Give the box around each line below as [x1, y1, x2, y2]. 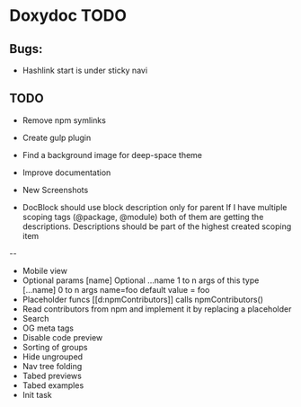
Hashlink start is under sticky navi [22, 65, 148, 75]
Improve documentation [22, 167, 111, 178]
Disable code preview [22, 332, 103, 342]
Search [22, 313, 49, 323]
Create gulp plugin [22, 132, 92, 143]
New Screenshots [22, 184, 89, 195]
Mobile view [22, 265, 67, 276]
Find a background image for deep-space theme [22, 149, 203, 160]
